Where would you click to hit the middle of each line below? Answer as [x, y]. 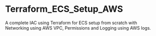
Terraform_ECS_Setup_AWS [64, 9]
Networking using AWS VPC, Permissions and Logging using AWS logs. [78, 28]
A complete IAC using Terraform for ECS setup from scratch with [71, 23]
